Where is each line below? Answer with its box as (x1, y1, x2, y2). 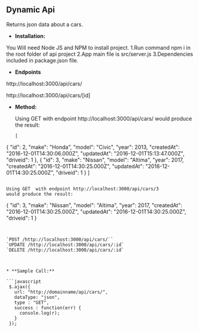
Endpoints (14, 68, 41, 76)
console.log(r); (19, 310, 60, 316)
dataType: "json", (14, 294, 60, 300)
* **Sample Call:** (6, 268, 55, 274)
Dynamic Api (6, 5, 55, 15)
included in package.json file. (6, 56, 79, 64)
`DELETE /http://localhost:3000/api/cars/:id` (6, 247, 124, 253)
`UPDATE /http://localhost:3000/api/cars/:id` (6, 241, 124, 248)
